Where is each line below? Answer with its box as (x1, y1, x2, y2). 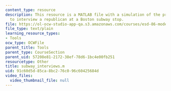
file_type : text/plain (5, 26, 53, 31)
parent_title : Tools (5, 45, 49, 50)
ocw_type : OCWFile (5, 40, 44, 45)
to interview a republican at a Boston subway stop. (10, 17, 124, 22)
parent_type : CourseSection (5, 50, 65, 55)
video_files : (5, 73, 33, 78)
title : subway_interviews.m (5, 64, 65, 69)
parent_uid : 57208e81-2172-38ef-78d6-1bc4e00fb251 (5, 54, 115, 60)
